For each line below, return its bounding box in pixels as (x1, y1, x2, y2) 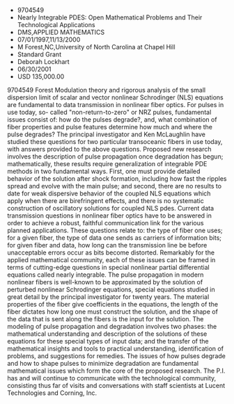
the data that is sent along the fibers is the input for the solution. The (7, 315, 204, 323)
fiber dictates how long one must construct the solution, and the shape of (7, 307, 218, 316)
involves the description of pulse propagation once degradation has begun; (7, 152, 224, 161)
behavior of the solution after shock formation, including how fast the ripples (7, 175, 227, 183)
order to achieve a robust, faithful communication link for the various (7, 219, 204, 227)
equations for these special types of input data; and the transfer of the (7, 337, 209, 345)
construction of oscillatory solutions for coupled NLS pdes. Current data (7, 204, 214, 212)
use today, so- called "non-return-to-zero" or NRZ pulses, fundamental (7, 108, 212, 116)
